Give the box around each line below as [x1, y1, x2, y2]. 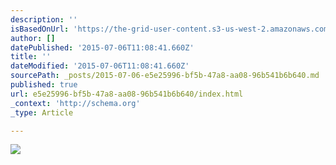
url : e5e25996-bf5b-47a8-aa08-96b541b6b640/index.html [10, 89, 244, 99]
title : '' [10, 52, 52, 62]
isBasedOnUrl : [10, 24, 70, 34]
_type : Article [10, 107, 74, 118]
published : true [10, 80, 78, 90]
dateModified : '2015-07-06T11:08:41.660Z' [10, 61, 190, 71]
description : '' [10, 14, 78, 25]
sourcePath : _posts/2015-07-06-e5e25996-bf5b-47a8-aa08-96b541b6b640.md [10, 71, 320, 81]
